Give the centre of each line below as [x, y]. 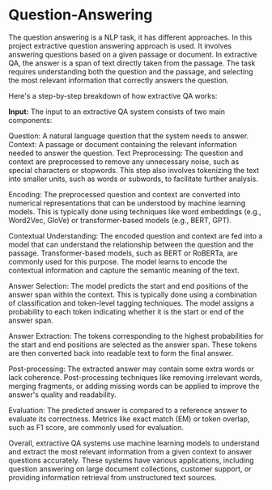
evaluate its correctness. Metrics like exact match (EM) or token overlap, [129, 419]
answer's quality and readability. [62, 395]
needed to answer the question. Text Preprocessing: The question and [126, 153]
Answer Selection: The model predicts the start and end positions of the [128, 285]
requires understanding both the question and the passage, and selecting [131, 71]
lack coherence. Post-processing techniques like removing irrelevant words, [136, 377]
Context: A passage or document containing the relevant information [123, 144]
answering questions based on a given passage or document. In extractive [133, 54]
